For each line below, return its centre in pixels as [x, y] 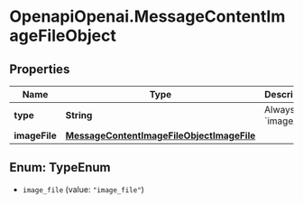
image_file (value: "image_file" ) [83, 189]
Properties [40, 69]
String [79, 115]
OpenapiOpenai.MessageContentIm [147, 17]
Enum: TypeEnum [60, 167]
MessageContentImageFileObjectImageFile [161, 135]
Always [280, 110]
